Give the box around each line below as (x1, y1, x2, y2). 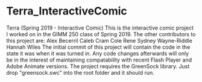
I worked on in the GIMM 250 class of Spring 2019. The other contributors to (6, 30, 196, 37)
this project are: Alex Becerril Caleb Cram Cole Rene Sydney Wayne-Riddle (6, 37, 193, 44)
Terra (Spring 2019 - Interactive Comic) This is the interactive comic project (6, 24, 194, 31)
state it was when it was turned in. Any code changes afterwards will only (6, 49, 189, 57)
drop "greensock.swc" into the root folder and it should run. (6, 69, 155, 76)
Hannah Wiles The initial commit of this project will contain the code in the (6, 43, 191, 51)
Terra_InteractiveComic (6, 4, 128, 18)
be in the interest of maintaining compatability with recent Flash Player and (6, 56, 192, 63)
